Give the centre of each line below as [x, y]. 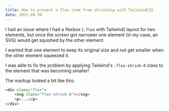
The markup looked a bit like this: [40, 80]
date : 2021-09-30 [24, 15]
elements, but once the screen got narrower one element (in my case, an [82, 35]
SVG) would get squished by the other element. [55, 40]
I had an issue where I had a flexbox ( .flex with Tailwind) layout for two [80, 29]
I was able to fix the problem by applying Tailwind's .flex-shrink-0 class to [84, 65]
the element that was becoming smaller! [47, 71]
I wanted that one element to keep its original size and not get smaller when [84, 50]
